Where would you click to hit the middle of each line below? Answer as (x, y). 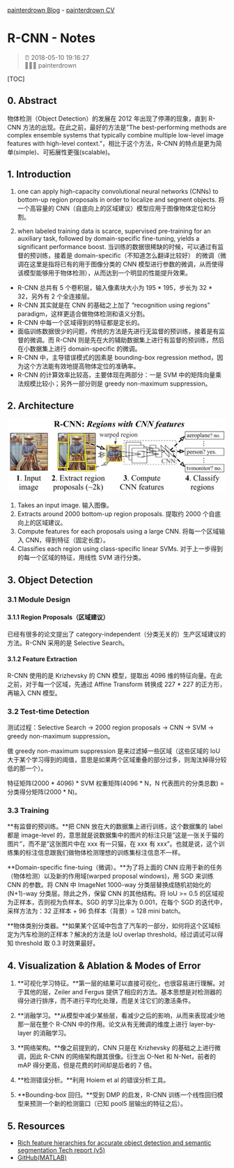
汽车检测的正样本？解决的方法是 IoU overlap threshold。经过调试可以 (118, 934)
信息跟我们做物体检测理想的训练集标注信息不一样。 (111, 853)
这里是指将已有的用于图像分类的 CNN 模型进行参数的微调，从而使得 (127, 264)
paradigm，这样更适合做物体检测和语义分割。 (83, 314)
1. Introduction (39, 175)
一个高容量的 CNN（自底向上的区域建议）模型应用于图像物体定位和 (114, 208)
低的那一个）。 (27, 768)
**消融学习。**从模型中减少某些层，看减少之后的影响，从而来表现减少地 (121, 1016)
